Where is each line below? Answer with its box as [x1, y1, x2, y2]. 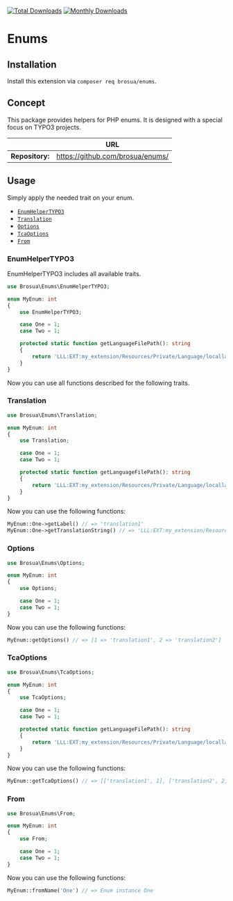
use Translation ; [19, 437, 70, 445]
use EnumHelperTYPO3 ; [19, 308, 82, 316]
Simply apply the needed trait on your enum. [7, 193, 135, 202]
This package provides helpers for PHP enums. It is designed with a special [7, 115, 223, 124]
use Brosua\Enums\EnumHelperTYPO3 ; [7, 282, 110, 290]
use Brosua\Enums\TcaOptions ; [7, 669, 95, 676]
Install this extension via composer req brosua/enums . [7, 77, 157, 85]
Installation [7, 58, 57, 70]
